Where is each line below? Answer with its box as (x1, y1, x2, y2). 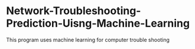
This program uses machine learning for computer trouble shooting (6, 36, 170, 43)
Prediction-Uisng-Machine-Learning (6, 17, 190, 30)
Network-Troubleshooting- (6, 4, 141, 18)
